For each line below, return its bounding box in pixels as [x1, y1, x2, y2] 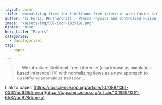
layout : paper [5, 7, 34, 12]
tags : [5, 43, 16, 48]
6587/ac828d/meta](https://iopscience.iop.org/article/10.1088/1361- [5, 90, 140, 95]
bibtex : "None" [5, 25, 36, 30]
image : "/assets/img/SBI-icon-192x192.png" [5, 20, 94, 26]
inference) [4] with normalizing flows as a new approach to [30, 70, 148, 76]
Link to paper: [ [5, 84, 35, 90]
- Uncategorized [9, 39, 42, 43]
